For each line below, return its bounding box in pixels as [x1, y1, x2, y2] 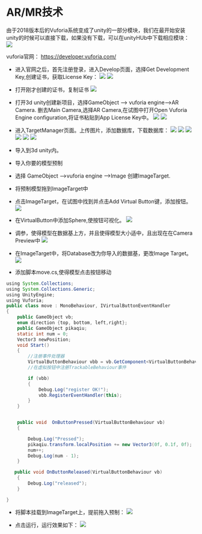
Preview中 [14, 237, 41, 244]
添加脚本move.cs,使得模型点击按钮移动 [14, 269, 112, 276]
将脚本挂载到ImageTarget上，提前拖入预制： [14, 508, 125, 515]
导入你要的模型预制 [14, 159, 63, 166]
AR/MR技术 [6, 5, 63, 19]
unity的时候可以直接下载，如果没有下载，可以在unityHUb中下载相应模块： [6, 34, 189, 41]
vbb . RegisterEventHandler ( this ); [38, 392, 122, 398]
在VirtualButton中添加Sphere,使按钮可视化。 [14, 216, 125, 223]
